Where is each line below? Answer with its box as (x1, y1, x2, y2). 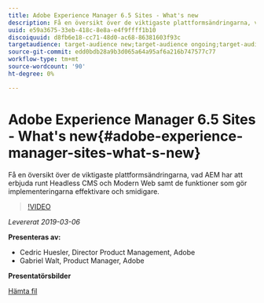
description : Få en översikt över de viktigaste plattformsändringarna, (8, 19, 251, 27)
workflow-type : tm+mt (8, 56, 79, 64)
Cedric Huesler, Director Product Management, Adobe (19, 247, 196, 257)
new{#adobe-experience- (69, 127, 244, 145)
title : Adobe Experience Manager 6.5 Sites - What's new (8, 11, 199, 20)
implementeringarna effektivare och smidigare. (8, 186, 159, 196)
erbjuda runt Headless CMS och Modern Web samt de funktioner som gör (8, 178, 247, 188)
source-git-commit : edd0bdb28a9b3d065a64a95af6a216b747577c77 (8, 48, 216, 56)
